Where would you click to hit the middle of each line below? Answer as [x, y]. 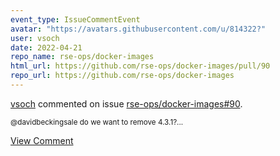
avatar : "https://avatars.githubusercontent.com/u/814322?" [138, 29]
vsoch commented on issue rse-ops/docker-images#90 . [126, 103]
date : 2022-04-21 [46, 47]
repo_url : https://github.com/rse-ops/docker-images [122, 76]
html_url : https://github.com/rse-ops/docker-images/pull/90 [140, 66]
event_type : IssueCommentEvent [75, 19]
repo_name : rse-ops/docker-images [82, 57]
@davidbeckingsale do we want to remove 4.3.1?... [97, 122]
